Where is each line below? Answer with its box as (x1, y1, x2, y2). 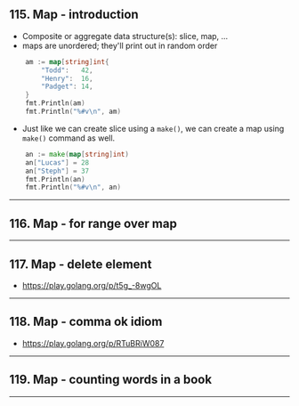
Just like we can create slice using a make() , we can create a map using (21, 123, 285, 134)
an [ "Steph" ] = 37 (25, 166, 90, 175)
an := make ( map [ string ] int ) (25, 150, 129, 158)
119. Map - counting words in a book (9, 372, 212, 387)
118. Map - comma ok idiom (9, 314, 163, 329)
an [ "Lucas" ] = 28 (25, 158, 90, 167)
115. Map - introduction (9, 7, 140, 22)
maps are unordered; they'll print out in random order (21, 40, 218, 51)
